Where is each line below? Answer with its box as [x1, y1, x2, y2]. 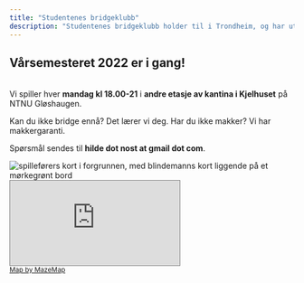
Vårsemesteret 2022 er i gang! [9, 55, 185, 71]
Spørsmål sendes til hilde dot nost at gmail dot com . [9, 143, 206, 154]
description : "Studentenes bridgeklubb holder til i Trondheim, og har [9, 22, 285, 31]
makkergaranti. [9, 126, 66, 137]
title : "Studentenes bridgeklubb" [9, 13, 140, 23]
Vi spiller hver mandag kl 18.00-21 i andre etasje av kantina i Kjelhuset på [9, 89, 288, 99]
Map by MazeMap [9, 266, 66, 275]
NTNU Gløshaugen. [9, 99, 82, 109]
